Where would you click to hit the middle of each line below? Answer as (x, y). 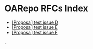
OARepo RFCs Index (46, 9)
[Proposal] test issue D (35, 22)
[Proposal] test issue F (34, 32)
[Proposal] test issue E (34, 27)
